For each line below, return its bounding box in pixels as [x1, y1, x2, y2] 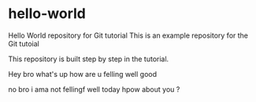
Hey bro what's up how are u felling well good [8, 69, 158, 78]
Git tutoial [8, 38, 39, 48]
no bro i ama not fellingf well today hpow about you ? [8, 84, 180, 94]
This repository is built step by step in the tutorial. [8, 54, 169, 64]
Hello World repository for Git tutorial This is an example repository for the [8, 31, 249, 40]
